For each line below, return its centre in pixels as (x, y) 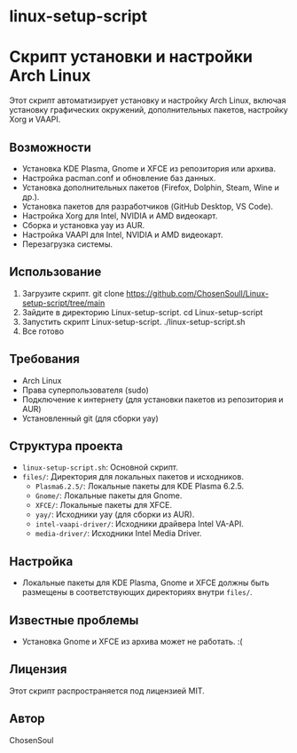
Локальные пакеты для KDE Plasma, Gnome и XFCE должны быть (145, 583)
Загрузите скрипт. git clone (73, 293)
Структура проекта (66, 446)
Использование (55, 272)
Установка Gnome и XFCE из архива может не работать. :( (132, 642)
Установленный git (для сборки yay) (90, 418)
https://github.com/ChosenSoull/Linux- (197, 293)
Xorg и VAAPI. (35, 119)
